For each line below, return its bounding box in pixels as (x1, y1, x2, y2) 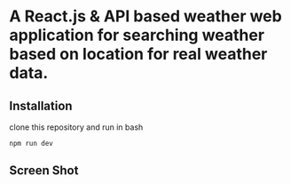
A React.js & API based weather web (9, 6, 282, 27)
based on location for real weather (9, 44, 268, 64)
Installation (9, 98, 73, 113)
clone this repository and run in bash (9, 122, 144, 132)
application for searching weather (9, 25, 264, 45)
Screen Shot (9, 163, 79, 179)
